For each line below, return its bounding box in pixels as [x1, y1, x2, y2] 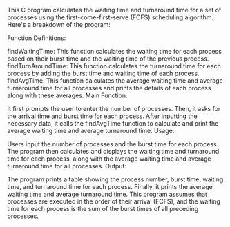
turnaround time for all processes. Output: [7, 162, 126, 170]
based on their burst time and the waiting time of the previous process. [7, 55, 209, 63]
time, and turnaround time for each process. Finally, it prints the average [7, 183, 213, 190]
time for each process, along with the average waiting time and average [7, 155, 212, 163]
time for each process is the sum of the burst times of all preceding [7, 205, 199, 213]
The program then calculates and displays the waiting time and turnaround [7, 148, 220, 155]
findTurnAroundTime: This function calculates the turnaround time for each [7, 62, 221, 70]
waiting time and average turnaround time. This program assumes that [7, 190, 207, 198]
